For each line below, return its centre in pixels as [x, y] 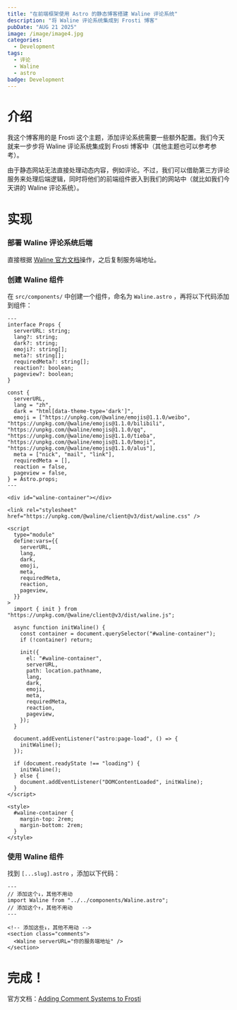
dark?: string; [36, 343]
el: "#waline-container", [64, 659]
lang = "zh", [33, 405]
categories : [25, 40]
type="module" [34, 535]
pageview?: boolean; [44, 374]
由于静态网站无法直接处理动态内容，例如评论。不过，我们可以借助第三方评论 [119, 170]
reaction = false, [41, 467]
